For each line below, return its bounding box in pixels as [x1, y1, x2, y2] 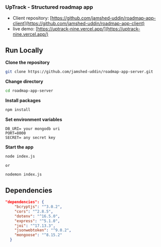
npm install [5, 107, 30, 112]
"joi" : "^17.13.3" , [14, 223, 56, 228]
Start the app [5, 144, 34, 150]
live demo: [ [12, 26, 38, 32]
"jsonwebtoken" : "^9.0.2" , [14, 228, 72, 233]
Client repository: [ [12, 15, 52, 21]
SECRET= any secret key [5, 135, 56, 140]
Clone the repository [5, 59, 50, 65]
